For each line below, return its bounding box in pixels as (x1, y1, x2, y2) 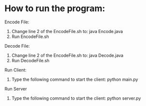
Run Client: (4, 67, 27, 73)
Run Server (4, 86, 27, 91)
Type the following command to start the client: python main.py (11, 76, 138, 82)
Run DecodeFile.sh (11, 57, 49, 63)
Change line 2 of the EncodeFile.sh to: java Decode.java (11, 52, 124, 58)
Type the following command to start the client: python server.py (11, 95, 141, 101)
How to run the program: (4, 3, 105, 14)
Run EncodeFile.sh (11, 34, 49, 39)
